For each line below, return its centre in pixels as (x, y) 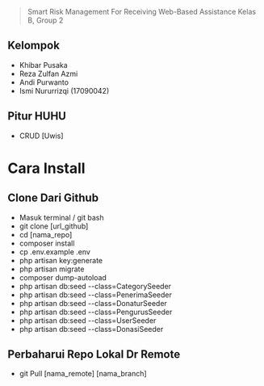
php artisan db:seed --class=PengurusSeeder (96, 312)
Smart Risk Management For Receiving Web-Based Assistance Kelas (141, 12)
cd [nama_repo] (46, 234)
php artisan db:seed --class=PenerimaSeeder (96, 295)
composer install (47, 243)
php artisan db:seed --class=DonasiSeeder (91, 329)
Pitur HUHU (37, 116)
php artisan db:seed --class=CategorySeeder (95, 286)
